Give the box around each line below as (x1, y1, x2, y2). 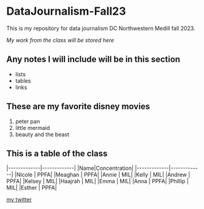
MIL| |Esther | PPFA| (6, 184, 57, 191)
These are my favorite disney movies (6, 101, 150, 112)
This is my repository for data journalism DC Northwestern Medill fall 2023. (6, 25, 195, 32)
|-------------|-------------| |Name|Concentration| (6, 164, 134, 172)
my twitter (6, 196, 32, 203)
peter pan (15, 118, 40, 125)
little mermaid (15, 124, 50, 131)
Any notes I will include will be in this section (6, 54, 181, 65)
